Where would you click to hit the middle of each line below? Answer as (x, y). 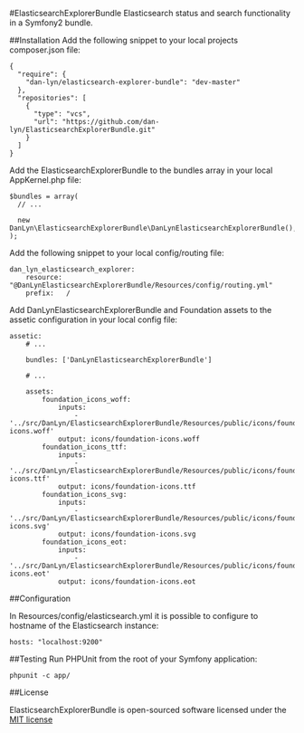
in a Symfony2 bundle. (51, 23)
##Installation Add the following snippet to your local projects (123, 40)
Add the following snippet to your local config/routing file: (117, 253)
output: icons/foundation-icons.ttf (127, 487)
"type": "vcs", (62, 114)
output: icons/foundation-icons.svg (127, 534)
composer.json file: (45, 50)
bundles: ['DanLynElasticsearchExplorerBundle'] (119, 360)
